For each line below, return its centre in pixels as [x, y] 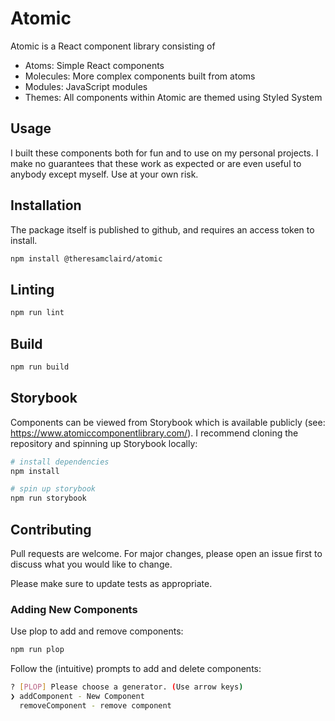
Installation [46, 205]
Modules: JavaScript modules [86, 86]
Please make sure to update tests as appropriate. [111, 583]
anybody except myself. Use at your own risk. [104, 174]
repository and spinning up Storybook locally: [104, 443]
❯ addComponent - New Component [77, 696]
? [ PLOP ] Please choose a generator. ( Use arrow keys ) [127, 687]
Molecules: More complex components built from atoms [140, 76]
